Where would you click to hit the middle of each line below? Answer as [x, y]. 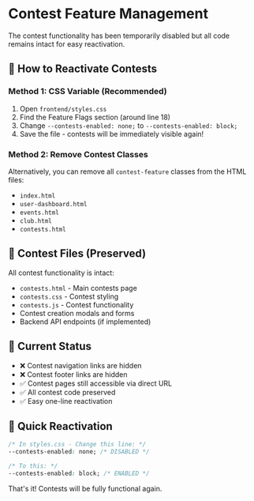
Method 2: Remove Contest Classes [78, 154]
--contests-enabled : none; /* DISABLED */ [79, 452]
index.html [37, 196]
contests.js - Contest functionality [77, 304]
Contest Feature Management [108, 14]
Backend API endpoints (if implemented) [85, 322]
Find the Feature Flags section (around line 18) [95, 117]
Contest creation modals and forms [77, 313]
